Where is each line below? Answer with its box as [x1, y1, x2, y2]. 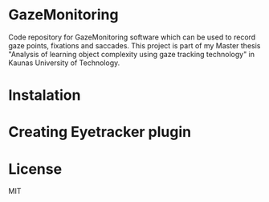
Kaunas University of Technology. [8, 58, 120, 68]
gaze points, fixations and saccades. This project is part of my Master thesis [8, 40, 261, 50]
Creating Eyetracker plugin [8, 123, 191, 142]
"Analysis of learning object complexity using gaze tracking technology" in [8, 49, 255, 59]
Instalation [8, 86, 81, 105]
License [8, 159, 63, 178]
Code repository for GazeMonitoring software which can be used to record [8, 32, 256, 42]
